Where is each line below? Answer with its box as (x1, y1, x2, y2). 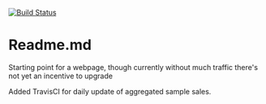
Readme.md (8, 36, 92, 54)
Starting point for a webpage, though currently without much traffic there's (8, 62, 258, 72)
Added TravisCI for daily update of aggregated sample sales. (8, 86, 212, 96)
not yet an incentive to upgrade (8, 71, 114, 81)
